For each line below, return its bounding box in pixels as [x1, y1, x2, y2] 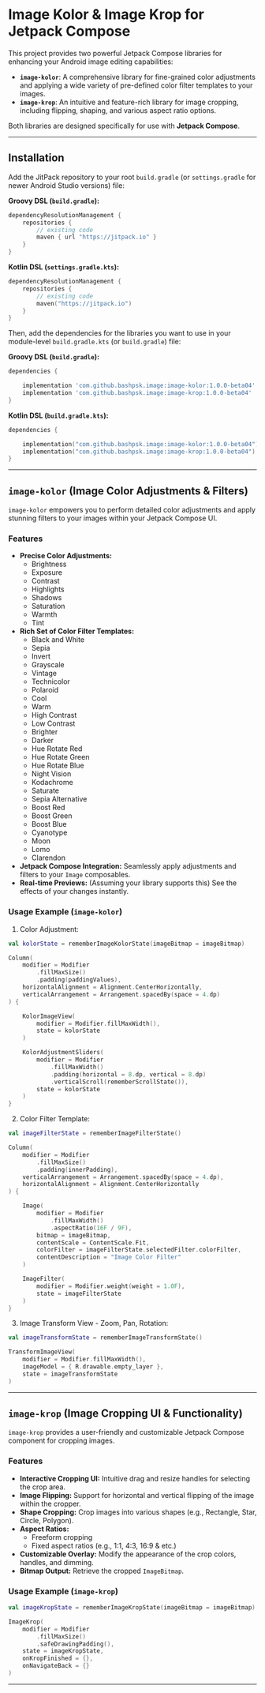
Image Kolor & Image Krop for [8, 6, 205, 24]
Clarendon [31, 853, 65, 862]
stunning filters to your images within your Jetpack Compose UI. [8, 513, 218, 523]
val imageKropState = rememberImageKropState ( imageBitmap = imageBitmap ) [8, 1604, 256, 1612]
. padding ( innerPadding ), [36, 1166, 118, 1173]
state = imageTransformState [22, 1370, 118, 1378]
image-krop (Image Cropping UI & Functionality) [8, 1407, 243, 1421]
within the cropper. [19, 1499, 81, 1508]
